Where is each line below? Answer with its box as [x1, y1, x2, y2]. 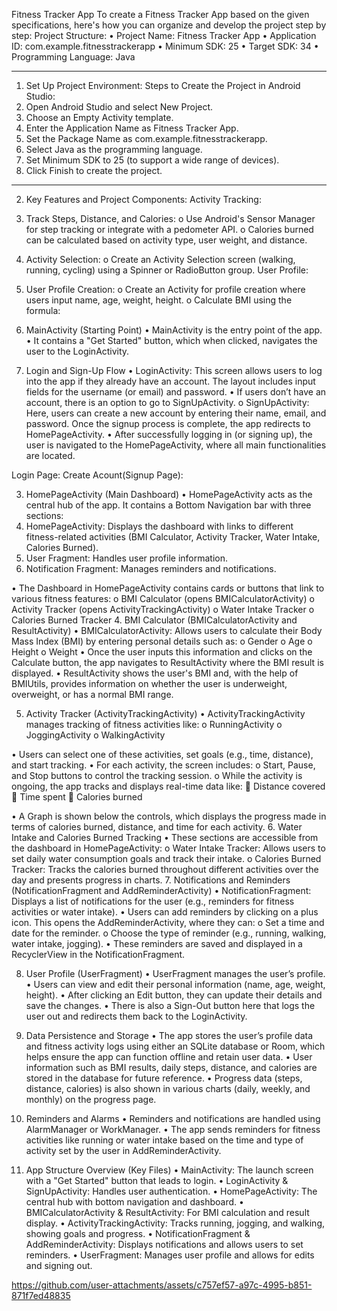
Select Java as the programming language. [25, 144, 203, 155]
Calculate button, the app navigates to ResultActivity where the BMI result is [11, 657, 324, 668]
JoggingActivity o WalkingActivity [25, 729, 166, 741]
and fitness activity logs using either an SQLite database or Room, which [25, 1040, 326, 1052]
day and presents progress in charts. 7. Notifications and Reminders [11, 874, 291, 886]
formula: [25, 305, 61, 316]
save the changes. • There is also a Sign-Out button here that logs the [25, 1000, 316, 1011]
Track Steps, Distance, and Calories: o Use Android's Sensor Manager [25, 213, 316, 224]
